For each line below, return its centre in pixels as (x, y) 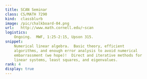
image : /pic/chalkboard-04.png (37, 23)
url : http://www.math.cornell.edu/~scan (49, 28)
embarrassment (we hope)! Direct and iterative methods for (78, 55)
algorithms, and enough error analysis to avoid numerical (76, 51)
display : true (20, 69)
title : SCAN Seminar (26, 10)
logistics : (16, 32)
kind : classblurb (24, 19)
